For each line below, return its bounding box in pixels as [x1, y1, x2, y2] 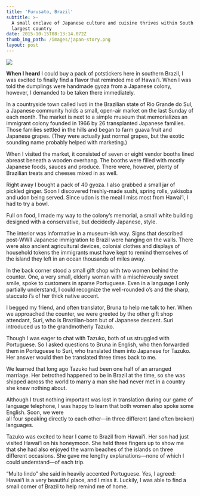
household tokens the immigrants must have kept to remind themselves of [6, 249, 189, 256]
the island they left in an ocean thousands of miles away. [6, 255, 146, 262]
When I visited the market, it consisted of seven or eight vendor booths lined [6, 150, 194, 158]
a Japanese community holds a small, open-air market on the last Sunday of [6, 107, 194, 114]
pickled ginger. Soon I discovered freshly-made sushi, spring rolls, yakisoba [6, 187, 193, 195]
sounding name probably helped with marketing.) [6, 138, 127, 146]
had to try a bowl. [6, 200, 50, 207]
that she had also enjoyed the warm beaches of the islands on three [6, 446, 173, 453]
